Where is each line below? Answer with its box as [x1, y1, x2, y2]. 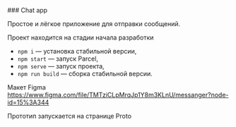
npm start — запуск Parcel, [17, 54, 99, 63]
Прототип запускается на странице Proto [7, 112, 132, 120]
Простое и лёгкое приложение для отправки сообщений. [7, 20, 181, 28]
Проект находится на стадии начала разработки [7, 33, 154, 42]
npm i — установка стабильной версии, [17, 47, 137, 55]
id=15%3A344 [7, 98, 49, 107]
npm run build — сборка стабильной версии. [17, 70, 153, 78]
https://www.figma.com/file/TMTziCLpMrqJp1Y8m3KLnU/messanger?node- [7, 91, 229, 99]
